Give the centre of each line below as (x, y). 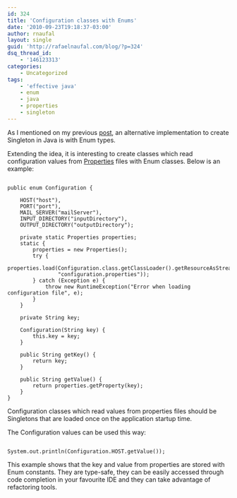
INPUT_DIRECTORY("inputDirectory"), (74, 219)
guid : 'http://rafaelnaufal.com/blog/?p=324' (75, 47)
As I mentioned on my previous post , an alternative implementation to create (118, 132)
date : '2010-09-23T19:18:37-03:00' (60, 27)
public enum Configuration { (50, 188)
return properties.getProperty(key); (88, 386)
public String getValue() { (61, 379)
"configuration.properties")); (104, 274)
